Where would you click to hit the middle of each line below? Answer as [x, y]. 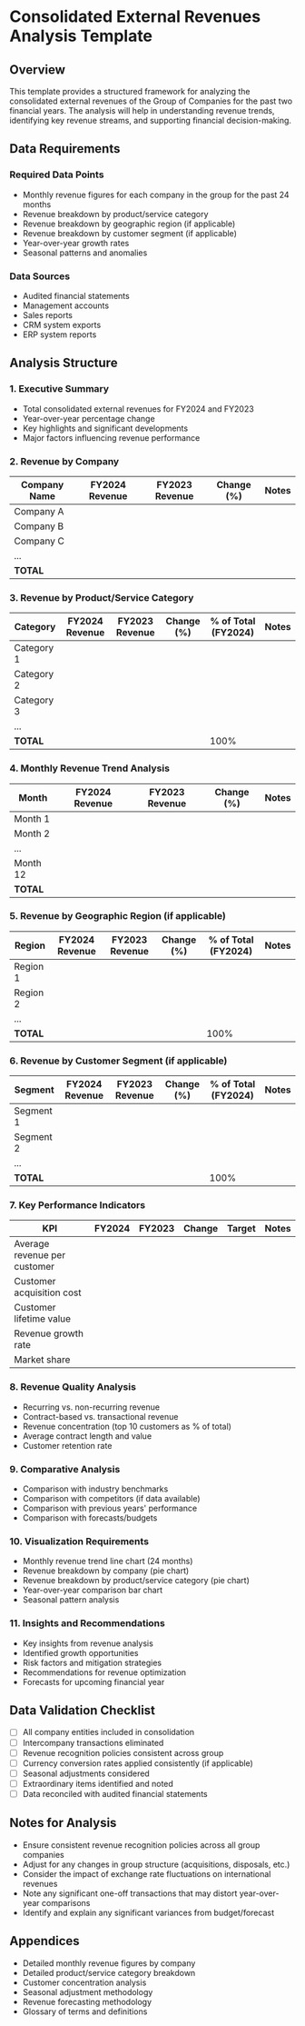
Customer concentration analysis [84, 1982]
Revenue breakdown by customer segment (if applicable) [130, 233]
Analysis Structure [64, 363]
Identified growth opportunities [80, 1652]
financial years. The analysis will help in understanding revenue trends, [142, 110]
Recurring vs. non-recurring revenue [91, 1407]
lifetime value [42, 1319]
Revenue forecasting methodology [87, 2001]
